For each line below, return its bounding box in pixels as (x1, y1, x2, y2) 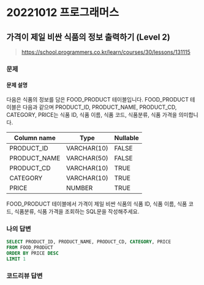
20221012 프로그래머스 (6, 6, 119, 20)
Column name (14, 134, 56, 142)
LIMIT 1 (6, 256, 26, 262)
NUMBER (66, 184, 93, 193)
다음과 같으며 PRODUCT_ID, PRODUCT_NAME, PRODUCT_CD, (22, 103, 177, 111)
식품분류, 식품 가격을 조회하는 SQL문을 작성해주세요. (14, 208, 140, 215)
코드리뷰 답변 (6, 272, 43, 280)
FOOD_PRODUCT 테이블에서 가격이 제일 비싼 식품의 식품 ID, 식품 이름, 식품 (6, 200, 187, 208)
